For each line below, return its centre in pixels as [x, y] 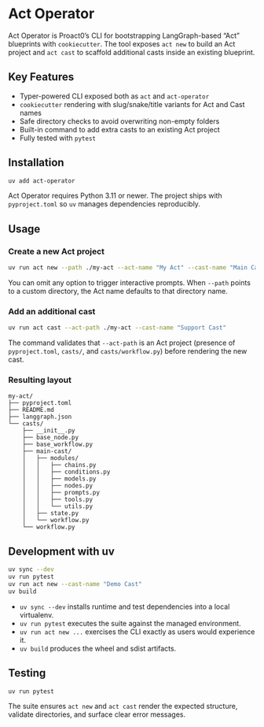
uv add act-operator [42, 181]
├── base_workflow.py [57, 445]
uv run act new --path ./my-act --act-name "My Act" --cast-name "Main [128, 268]
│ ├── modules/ [51, 458]
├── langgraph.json [40, 417]
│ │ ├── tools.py [57, 500]
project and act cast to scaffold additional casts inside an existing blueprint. [132, 52]
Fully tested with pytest [58, 138]
